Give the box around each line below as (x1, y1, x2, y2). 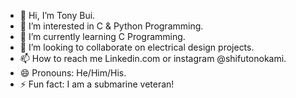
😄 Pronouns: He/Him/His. (19, 67, 127, 79)
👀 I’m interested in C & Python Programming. (19, 20, 204, 32)
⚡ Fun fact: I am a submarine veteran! (19, 78, 175, 90)
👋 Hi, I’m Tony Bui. (19, 10, 96, 21)
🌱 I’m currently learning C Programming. (19, 31, 186, 42)
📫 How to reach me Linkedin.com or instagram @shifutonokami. (19, 53, 287, 64)
